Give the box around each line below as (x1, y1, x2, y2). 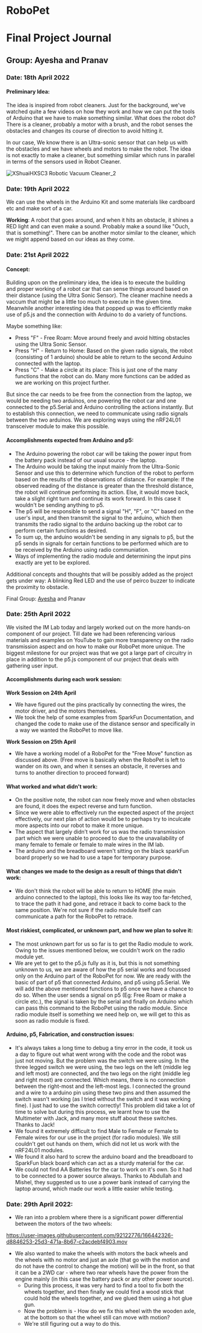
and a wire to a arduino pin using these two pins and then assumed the (14, 1088, 191, 1096)
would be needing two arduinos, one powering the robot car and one (6, 397, 177, 404)
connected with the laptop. (14, 360, 82, 367)
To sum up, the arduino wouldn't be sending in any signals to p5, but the (14, 533, 194, 540)
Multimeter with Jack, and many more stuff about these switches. (14, 1114, 177, 1122)
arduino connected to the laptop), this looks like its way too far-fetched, (14, 894, 192, 901)
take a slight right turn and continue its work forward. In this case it (14, 495, 182, 502)
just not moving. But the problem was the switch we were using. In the (14, 1057, 189, 1064)
